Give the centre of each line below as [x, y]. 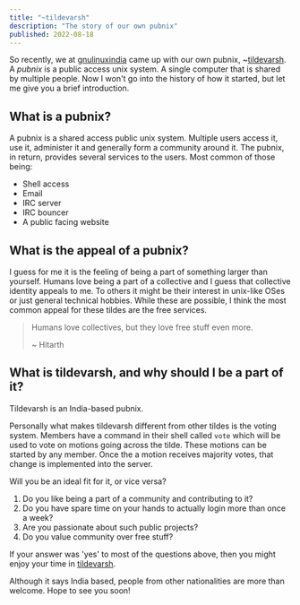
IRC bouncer [45, 212]
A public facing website [65, 222]
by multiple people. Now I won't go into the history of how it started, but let [147, 79]
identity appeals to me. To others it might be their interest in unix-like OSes [147, 291]
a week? [38, 517]
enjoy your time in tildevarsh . [63, 563]
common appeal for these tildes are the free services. [108, 310]
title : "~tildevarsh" [50, 17]
